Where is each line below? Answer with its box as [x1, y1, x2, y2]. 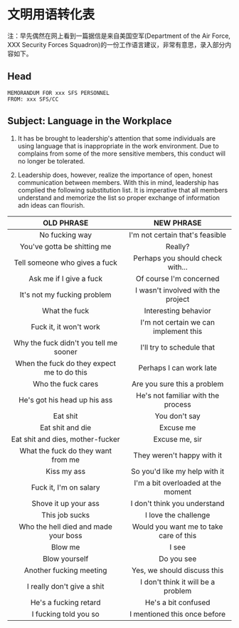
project [166, 294, 190, 304]
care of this [159, 530, 197, 540]
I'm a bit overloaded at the [134, 477, 222, 487]
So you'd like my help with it [131, 466, 225, 476]
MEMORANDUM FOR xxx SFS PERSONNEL [7, 89, 110, 96]
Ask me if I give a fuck [28, 273, 103, 283]
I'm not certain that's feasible [129, 230, 226, 240]
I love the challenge [144, 510, 211, 520]
